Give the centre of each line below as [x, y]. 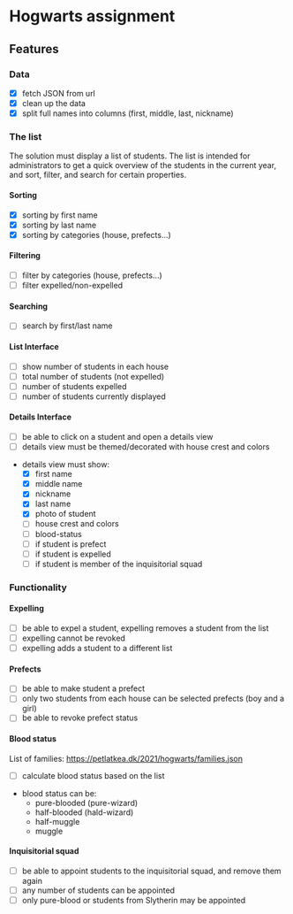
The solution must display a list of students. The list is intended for [130, 156]
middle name [59, 484]
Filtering [25, 256]
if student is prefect [71, 544]
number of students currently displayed [94, 396]
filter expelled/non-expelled [72, 286]
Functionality [38, 588]
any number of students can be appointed [98, 890]
